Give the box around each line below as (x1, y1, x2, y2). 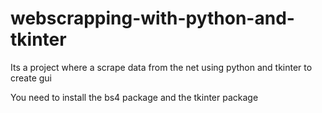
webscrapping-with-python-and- (10, 7, 295, 30)
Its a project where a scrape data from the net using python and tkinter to (10, 61, 313, 73)
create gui (10, 72, 52, 84)
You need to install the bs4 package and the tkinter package (10, 91, 259, 103)
